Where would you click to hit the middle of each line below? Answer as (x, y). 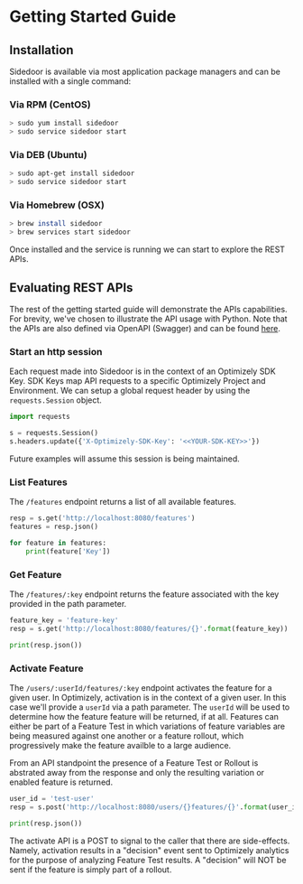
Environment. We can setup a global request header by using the (130, 391)
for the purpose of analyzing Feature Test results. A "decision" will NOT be (148, 860)
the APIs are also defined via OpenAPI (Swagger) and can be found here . (145, 328)
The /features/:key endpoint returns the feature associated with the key (144, 594)
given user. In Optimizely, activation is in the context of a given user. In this (148, 697)
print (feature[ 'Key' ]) (68, 551)
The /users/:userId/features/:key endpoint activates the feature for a (141, 687)
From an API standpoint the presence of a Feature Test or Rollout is (134, 763)
